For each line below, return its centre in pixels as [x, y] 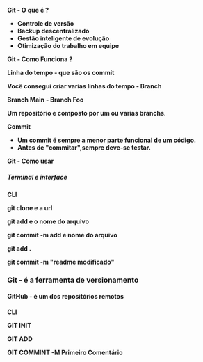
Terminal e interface [37, 177]
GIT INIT [19, 326]
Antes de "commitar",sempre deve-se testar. [84, 148]
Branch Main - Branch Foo [46, 100]
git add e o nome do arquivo [48, 221]
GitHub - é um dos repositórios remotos [65, 297]
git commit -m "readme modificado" [61, 262]
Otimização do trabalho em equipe [68, 46]
